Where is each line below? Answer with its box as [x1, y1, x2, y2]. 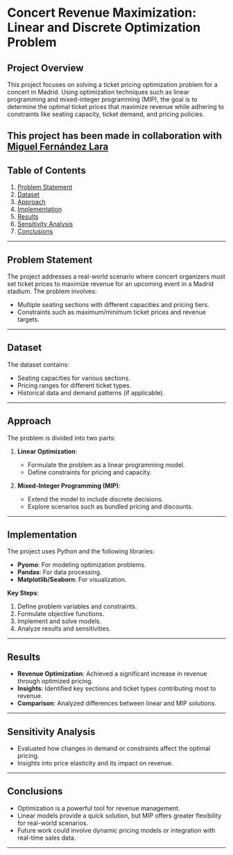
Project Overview [7, 62, 84, 74]
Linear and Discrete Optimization [7, 19, 201, 35]
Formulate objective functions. [17, 610, 105, 618]
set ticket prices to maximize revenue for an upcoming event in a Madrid [7, 280, 214, 288]
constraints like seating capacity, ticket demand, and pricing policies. [7, 110, 205, 118]
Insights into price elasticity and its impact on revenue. [17, 759, 173, 767]
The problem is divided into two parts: [7, 433, 116, 442]
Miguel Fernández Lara [7, 141, 109, 153]
